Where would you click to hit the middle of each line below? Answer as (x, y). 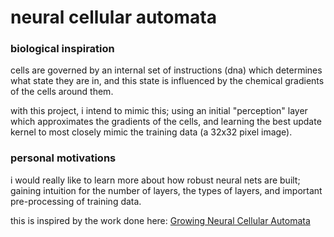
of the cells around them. (62, 92)
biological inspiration (62, 49)
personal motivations (63, 158)
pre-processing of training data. (76, 201)
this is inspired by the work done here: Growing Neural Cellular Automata (160, 220)
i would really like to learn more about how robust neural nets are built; (155, 180)
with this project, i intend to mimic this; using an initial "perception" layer (159, 111)
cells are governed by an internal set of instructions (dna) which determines (166, 70)
